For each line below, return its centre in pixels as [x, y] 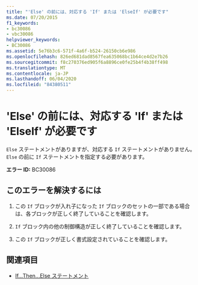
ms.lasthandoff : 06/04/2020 [42, 79]
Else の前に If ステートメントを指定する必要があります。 [77, 157]
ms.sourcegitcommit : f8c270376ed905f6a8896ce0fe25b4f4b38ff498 [87, 62]
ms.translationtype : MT [36, 68]
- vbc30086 [20, 34]
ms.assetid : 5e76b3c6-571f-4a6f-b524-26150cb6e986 [71, 51]
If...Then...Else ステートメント [52, 275]
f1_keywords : [23, 23]
